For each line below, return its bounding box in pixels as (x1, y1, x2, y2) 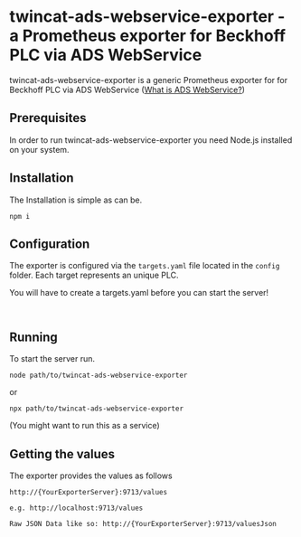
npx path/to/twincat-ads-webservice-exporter (9, 404, 183, 413)
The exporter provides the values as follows (9, 470, 174, 481)
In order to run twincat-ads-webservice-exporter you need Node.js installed (9, 134, 293, 146)
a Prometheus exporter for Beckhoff (9, 25, 287, 46)
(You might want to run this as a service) (9, 420, 160, 431)
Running (9, 329, 59, 344)
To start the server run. (9, 353, 95, 364)
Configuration (9, 236, 90, 251)
